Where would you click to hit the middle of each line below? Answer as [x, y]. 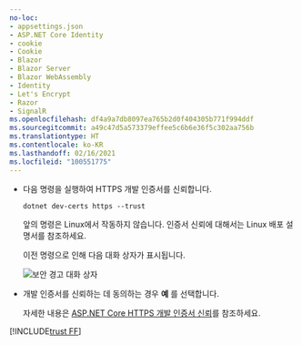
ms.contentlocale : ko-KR [56, 145]
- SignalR [28, 111]
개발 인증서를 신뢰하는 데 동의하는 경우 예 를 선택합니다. [121, 293]
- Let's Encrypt [40, 94]
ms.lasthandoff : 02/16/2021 [63, 153]
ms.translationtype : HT [55, 137]
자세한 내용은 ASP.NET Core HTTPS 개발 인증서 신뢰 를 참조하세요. [141, 313]
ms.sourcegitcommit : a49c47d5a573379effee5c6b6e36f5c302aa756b [132, 128]
